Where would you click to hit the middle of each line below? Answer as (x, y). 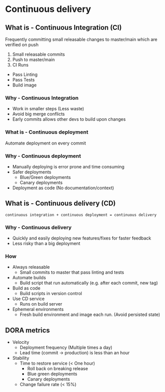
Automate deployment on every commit (45, 143)
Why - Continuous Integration (42, 98)
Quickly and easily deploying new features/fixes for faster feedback (82, 238)
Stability (21, 358)
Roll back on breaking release (58, 369)
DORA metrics (28, 330)
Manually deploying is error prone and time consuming (68, 166)
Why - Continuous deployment (43, 156)
